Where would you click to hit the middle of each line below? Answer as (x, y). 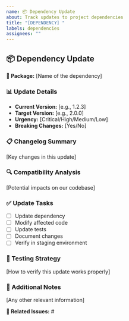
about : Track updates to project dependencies (65, 17)
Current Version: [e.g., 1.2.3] (50, 107)
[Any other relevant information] (45, 300)
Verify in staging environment (51, 243)
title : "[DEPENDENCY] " (36, 23)
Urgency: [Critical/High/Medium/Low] (61, 119)
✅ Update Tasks (30, 203)
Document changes (39, 236)
